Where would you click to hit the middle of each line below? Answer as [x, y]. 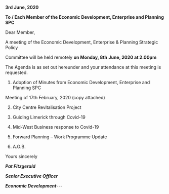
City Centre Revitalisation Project [47, 107]
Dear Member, [20, 32]
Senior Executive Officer [32, 176]
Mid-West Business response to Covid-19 [56, 127]
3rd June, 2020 [22, 7]
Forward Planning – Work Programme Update [60, 137]
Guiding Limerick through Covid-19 [49, 117]
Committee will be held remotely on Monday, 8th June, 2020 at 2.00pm [81, 57]
